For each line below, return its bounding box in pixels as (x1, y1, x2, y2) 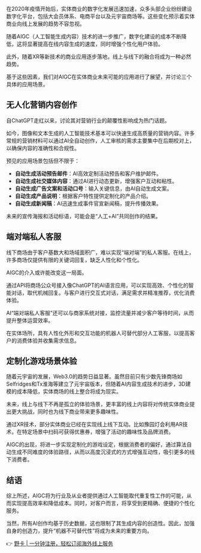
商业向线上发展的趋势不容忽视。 (6, 20, 85, 27)
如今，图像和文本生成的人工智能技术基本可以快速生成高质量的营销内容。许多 (6, 129, 195, 136)
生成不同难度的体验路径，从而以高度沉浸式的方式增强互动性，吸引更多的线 (11, 448, 195, 456)
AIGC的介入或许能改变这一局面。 (6, 268, 88, 276)
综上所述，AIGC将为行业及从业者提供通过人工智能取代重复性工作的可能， (6, 492, 187, 499)
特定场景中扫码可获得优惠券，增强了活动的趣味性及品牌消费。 (22, 428, 174, 435)
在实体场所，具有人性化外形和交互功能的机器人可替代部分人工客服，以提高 (6, 329, 190, 337)
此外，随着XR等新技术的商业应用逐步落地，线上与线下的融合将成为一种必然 (6, 53, 191, 60)
